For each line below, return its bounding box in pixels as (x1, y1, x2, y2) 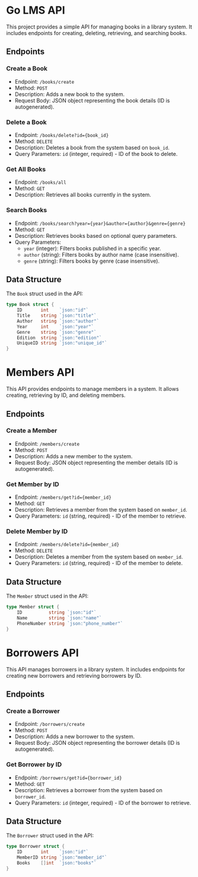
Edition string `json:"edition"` (17, 334, 102, 341)
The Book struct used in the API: (6, 290, 84, 297)
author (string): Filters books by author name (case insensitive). (23, 251, 179, 258)
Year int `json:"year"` (17, 324, 94, 330)
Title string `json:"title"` (17, 312, 97, 319)
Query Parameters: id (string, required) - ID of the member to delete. (14, 560, 183, 567)
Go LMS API (6, 4, 65, 17)
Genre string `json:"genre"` (17, 329, 97, 335)
